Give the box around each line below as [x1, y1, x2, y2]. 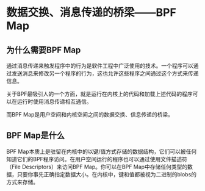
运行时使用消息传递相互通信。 [16, 98, 92, 105]
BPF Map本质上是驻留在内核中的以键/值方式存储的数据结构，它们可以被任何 [6, 148, 197, 155]
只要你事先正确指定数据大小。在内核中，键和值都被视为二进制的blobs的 [16, 170, 197, 178]
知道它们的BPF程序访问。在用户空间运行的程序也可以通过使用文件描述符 [6, 155, 188, 162]
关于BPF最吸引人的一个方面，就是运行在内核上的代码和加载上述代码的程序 [6, 90, 193, 98]
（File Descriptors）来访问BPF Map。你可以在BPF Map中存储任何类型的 [6, 163, 188, 170]
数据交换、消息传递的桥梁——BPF [6, 5, 177, 20]
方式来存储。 [6, 178, 38, 186]
